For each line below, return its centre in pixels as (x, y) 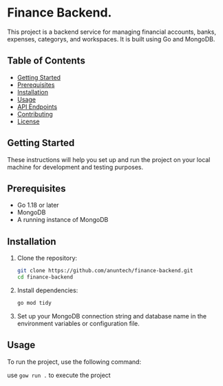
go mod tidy (34, 303)
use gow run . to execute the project (59, 375)
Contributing (35, 114)
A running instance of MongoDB (63, 220)
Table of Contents (46, 61)
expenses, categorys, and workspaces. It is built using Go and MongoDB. (111, 39)
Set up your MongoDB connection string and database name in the (112, 316)
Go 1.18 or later (38, 205)
